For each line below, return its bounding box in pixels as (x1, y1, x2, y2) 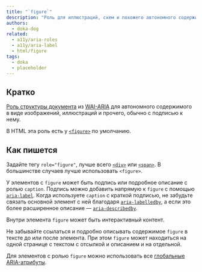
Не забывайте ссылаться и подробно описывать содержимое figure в (6, 228, 188, 235)
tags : (6, 54, 20, 60)
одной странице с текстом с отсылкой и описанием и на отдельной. (6, 241, 182, 247)
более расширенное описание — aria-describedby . (6, 205, 138, 211)
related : (6, 31, 28, 37)
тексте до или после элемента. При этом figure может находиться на (6, 234, 186, 241)
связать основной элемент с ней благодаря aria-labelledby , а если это (6, 198, 191, 205)
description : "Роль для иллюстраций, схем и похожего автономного (6, 14, 176, 20)
